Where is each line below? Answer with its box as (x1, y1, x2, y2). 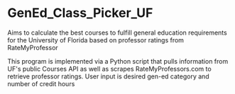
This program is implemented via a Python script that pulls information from (7, 57, 229, 65)
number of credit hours (7, 79, 75, 88)
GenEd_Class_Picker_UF (7, 5, 153, 21)
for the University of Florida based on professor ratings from (7, 35, 185, 44)
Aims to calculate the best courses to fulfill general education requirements (7, 28, 227, 37)
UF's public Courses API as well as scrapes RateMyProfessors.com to (7, 64, 212, 73)
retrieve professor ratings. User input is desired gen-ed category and (7, 72, 209, 81)
